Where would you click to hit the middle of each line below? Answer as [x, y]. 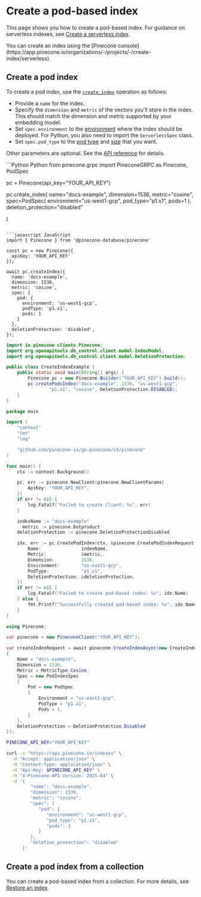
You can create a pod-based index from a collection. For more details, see [98, 881]
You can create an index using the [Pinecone [61, 46]
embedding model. [38, 122]
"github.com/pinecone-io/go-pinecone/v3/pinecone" [81, 450]
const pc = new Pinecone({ [40, 251]
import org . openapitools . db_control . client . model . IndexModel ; [85, 351]
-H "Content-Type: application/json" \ [61, 764]
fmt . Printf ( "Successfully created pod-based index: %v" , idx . [107, 604]
